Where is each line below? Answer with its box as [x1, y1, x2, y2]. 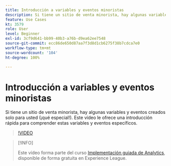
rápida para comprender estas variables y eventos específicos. [5, 120, 137, 126]
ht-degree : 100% [5, 55, 40, 60]
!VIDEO [17, 130, 33, 136]
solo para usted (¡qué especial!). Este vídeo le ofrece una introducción [5, 114, 153, 121]
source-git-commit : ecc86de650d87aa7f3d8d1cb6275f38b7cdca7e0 [5, 41, 140, 46]
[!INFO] [17, 140, 34, 146]
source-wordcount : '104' [5, 50, 58, 55]
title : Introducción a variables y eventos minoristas [5, 7, 124, 13]
